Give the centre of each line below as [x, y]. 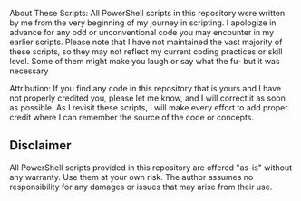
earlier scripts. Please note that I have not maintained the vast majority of [146, 42]
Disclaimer [40, 145]
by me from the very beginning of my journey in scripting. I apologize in [143, 23]
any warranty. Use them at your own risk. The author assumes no [131, 177]
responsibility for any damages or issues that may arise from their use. [141, 187]
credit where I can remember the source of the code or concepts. [132, 117]
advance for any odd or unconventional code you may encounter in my [142, 32]
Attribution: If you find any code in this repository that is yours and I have [146, 88]
